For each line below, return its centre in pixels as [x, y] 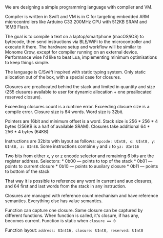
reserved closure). [24, 97]
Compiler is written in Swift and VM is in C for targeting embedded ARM [77, 16]
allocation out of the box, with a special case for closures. [63, 77]
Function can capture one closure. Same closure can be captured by [74, 210]
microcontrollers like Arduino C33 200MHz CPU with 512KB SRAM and [76, 22]
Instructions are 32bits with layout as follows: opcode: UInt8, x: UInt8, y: [81, 141]
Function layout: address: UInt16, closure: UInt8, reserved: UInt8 [74, 230]
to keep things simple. [27, 62]
